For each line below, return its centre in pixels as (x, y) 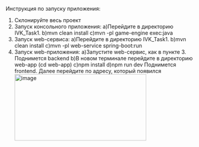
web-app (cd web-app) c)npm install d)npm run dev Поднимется (95, 65)
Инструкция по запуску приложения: (53, 9)
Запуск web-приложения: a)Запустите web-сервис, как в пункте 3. (100, 52)
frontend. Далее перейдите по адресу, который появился (88, 71)
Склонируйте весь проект (48, 20)
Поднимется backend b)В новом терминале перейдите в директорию (103, 58)
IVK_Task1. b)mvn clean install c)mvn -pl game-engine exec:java (94, 33)
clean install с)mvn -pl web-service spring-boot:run (78, 45)
